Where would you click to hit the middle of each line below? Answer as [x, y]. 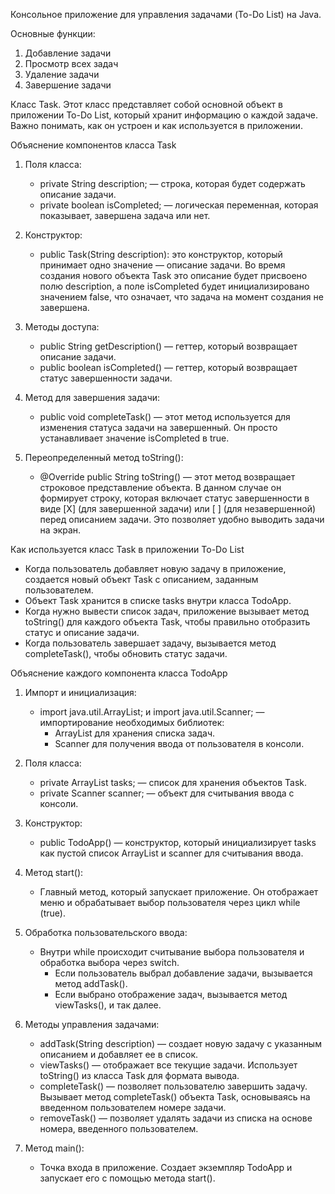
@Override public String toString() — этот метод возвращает [167, 477]
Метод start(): [54, 872]
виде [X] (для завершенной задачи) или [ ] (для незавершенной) [178, 508]
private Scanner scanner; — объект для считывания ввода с [167, 793]
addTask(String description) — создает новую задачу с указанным [180, 1043]
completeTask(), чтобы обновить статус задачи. [126, 653]
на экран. [60, 530]
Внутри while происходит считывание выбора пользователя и [172, 952]
